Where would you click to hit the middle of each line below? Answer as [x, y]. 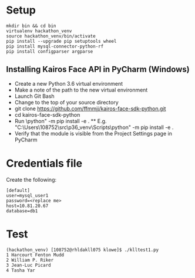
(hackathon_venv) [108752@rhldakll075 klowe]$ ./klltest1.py [83, 250]
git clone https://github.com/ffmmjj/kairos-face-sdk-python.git [90, 109]
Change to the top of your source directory [66, 102]
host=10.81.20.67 [27, 206]
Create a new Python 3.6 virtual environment [69, 83]
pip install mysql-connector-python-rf [55, 46]
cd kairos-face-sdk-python [47, 114]
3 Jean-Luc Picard [28, 265]
